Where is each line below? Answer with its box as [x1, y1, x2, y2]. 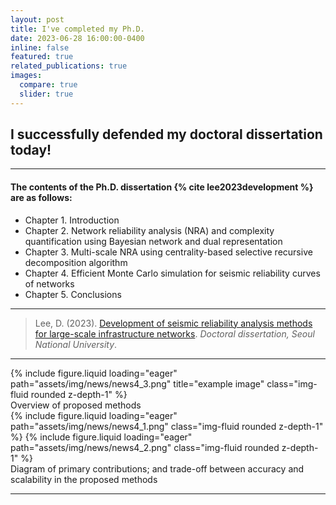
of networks [24, 277, 75, 290]
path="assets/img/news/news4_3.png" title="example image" [10, 377, 265, 390]
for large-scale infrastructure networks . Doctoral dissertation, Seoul [34, 327, 315, 340]
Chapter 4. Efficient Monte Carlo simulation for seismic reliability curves [24, 267, 321, 279]
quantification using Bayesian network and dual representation [24, 235, 283, 247]
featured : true [10, 52, 74, 62]
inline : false [10, 42, 70, 53]
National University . [34, 338, 118, 350]
